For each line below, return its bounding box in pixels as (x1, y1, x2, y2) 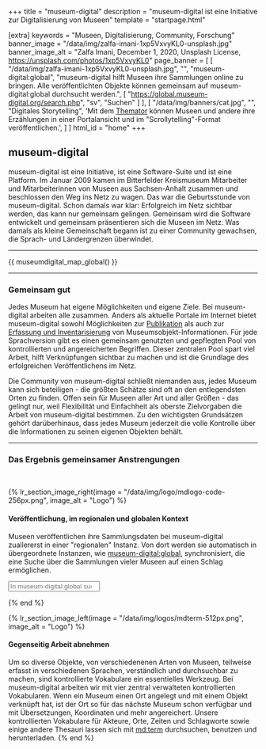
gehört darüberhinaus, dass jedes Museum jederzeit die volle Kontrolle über (8, 419, 256, 428)
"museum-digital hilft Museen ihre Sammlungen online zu (56, 73, 244, 82)
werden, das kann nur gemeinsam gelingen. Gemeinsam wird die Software (8, 209, 251, 219)
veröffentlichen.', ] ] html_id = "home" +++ (8, 123, 146, 132)
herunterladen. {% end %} (8, 732, 94, 743)
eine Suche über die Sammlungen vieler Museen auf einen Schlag (8, 557, 223, 566)
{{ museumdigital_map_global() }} (8, 257, 118, 266)
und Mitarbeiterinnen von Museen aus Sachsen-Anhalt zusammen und (8, 184, 239, 193)
